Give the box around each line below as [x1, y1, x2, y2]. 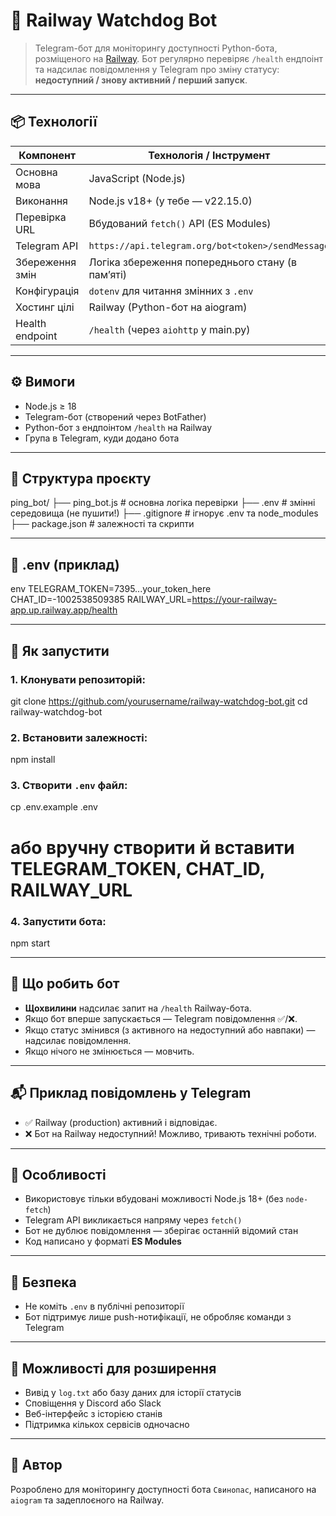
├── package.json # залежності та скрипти [10, 518, 195, 530]
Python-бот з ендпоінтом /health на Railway [24, 421, 213, 433]
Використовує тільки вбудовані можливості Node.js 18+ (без [24, 1193, 284, 1205]
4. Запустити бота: [10, 914, 107, 928]
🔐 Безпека [10, 1274, 77, 1291]
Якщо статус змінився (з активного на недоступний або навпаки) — [24, 1024, 316, 1036]
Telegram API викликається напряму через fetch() [24, 1214, 243, 1226]
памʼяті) [88, 267, 128, 281]
